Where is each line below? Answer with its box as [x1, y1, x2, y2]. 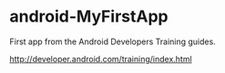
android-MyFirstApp [9, 6, 169, 27]
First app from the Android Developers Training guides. [9, 36, 216, 47]
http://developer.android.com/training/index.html [9, 53, 193, 64]
